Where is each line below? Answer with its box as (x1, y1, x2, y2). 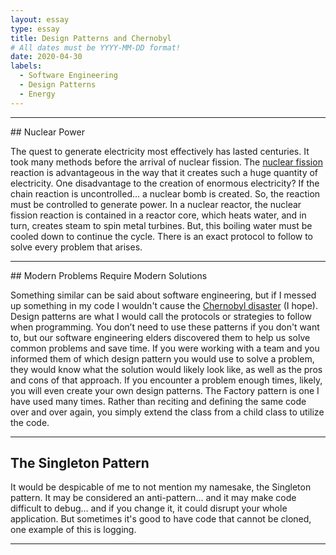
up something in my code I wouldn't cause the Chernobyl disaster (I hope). (10, 299, 318, 311)
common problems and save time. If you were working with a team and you (10, 342, 320, 354)
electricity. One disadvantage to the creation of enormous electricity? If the (10, 177, 320, 189)
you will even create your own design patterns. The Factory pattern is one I (10, 384, 320, 396)
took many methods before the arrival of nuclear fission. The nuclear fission (10, 156, 323, 168)
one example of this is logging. (10, 524, 137, 536)
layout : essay (10, 14, 70, 25)
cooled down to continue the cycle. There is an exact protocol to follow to (10, 230, 314, 242)
